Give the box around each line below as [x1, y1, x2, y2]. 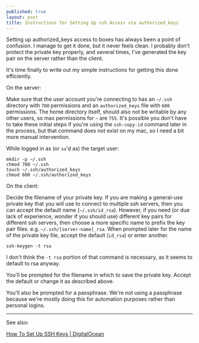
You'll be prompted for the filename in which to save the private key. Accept [6, 271, 191, 279]
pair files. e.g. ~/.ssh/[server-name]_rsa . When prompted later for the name [6, 226, 192, 233]
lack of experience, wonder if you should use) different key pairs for [6, 213, 172, 220]
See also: [6, 319, 29, 326]
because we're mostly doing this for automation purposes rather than [6, 296, 176, 303]
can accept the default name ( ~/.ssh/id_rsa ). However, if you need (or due [6, 207, 190, 214]
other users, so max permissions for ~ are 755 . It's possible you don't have [6, 115, 187, 122]
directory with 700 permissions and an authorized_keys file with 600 [6, 102, 170, 109]
